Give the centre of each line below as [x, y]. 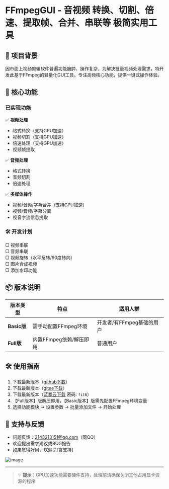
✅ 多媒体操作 [19, 194]
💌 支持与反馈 [25, 424]
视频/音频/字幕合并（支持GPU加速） [50, 205]
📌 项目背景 [21, 56]
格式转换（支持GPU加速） [39, 130]
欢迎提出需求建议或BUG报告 [41, 444]
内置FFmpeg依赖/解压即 [61, 339]
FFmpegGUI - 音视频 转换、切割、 [75, 10]
